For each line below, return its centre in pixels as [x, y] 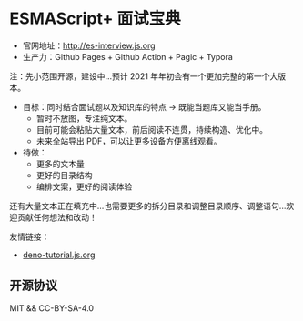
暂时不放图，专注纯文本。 [84, 118]
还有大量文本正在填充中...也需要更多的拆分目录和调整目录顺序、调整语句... [148, 206]
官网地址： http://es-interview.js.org [89, 45]
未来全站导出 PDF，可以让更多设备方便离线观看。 [129, 141]
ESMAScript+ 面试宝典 [95, 19]
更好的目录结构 [64, 175]
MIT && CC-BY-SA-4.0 [51, 308]
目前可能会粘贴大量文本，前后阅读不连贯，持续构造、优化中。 [152, 129]
